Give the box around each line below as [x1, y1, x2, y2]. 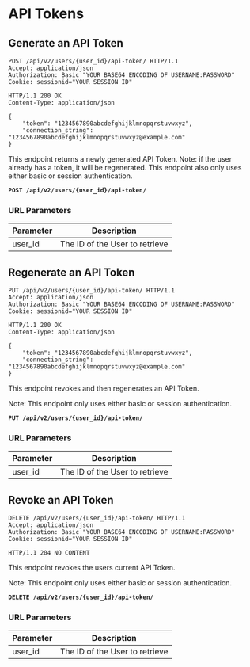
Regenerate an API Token [8, 265, 135, 279]
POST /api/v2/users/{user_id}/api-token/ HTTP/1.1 [8, 57, 179, 65]
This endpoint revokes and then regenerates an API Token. [8, 383, 199, 393]
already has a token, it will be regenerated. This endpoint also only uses [8, 163, 242, 172]
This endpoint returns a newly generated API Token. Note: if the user [8, 154, 232, 163]
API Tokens [8, 5, 85, 23]
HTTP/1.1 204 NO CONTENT [8, 549, 90, 557]
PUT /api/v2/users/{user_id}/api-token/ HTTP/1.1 [8, 287, 176, 295]
